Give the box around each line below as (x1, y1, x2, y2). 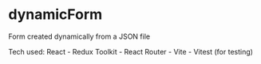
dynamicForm (8, 6, 103, 24)
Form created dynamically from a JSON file (8, 32, 150, 41)
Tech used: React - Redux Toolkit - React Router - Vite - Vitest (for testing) (8, 47, 254, 56)
